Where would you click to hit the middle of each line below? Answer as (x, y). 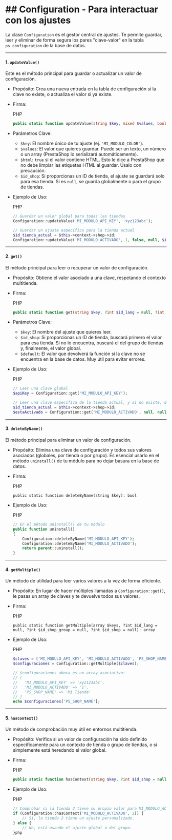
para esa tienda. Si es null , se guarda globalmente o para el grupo (91, 182)
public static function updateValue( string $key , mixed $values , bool (90, 124)
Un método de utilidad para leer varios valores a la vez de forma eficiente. (83, 581)
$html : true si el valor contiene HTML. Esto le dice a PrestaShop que (92, 160)
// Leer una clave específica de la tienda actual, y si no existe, (87, 403)
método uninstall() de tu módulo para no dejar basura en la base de (86, 461)
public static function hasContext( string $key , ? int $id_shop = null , (91, 779)
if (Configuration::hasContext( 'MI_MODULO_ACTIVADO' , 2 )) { (78, 814)
